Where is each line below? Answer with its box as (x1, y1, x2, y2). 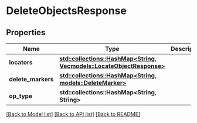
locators (9, 59, 33, 66)
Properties (6, 28, 46, 37)
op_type (9, 92, 32, 100)
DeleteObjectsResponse (6, 4, 127, 18)
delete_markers (9, 75, 54, 83)
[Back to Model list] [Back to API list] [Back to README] (6, 111, 141, 118)
